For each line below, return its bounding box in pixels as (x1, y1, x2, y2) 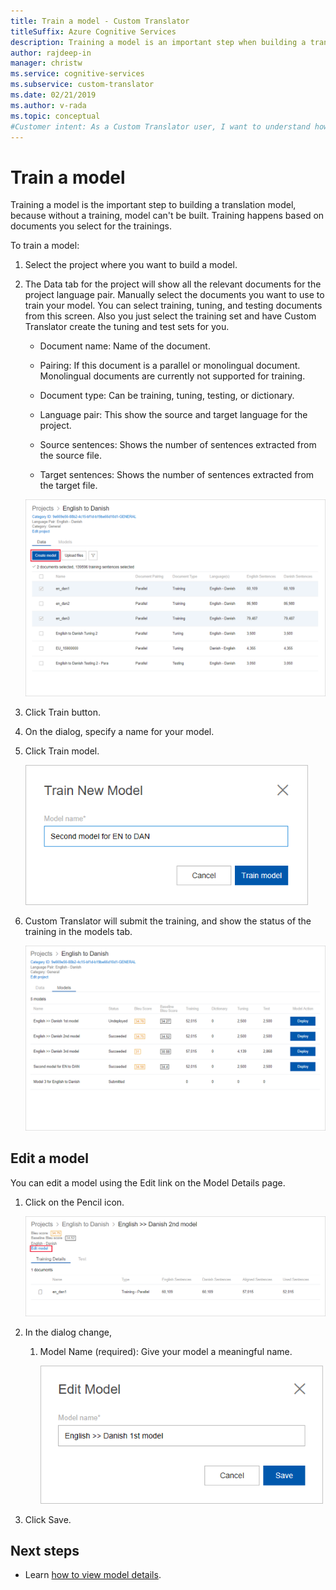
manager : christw (10, 58, 83, 69)
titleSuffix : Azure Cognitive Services (10, 26, 177, 37)
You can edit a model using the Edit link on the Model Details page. (10, 1176, 286, 1189)
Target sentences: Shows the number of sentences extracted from (39, 469, 315, 481)
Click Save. (24, 1513, 72, 1525)
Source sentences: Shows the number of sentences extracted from (39, 439, 317, 451)
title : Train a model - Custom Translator (10, 16, 190, 26)
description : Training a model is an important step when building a (10, 37, 307, 47)
